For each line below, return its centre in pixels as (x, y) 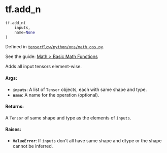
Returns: (15, 106)
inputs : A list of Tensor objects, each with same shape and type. (80, 89)
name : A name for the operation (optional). (56, 95)
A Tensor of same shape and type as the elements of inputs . (68, 117)
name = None (25, 32)
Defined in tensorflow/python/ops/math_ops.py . (55, 47)
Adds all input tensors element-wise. (44, 67)
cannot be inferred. (33, 146)
